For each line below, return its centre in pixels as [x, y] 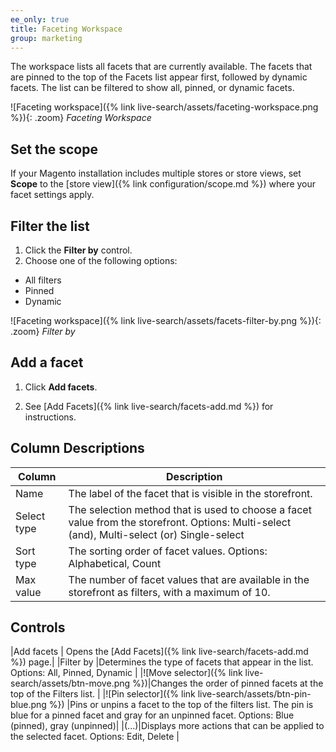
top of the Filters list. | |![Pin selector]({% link [103, 694]
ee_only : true [40, 19]
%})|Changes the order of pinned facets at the [227, 683]
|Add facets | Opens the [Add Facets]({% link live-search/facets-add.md [159, 652]
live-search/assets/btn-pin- [254, 694]
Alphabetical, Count [115, 563]
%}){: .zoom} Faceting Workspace [81, 118]
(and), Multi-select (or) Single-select [156, 534]
